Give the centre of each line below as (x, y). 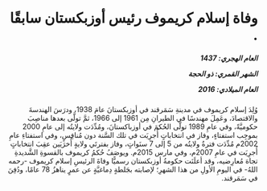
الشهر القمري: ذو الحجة (223, 73)
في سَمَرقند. (239, 178)
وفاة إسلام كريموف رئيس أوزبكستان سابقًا (133, 18)
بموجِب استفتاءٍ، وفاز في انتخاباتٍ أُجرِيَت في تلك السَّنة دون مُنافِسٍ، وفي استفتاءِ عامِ (133, 135)
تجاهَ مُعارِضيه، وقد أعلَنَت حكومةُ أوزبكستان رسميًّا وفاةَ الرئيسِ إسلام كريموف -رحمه (133, 161)
